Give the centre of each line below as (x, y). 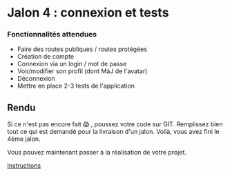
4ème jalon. (24, 139)
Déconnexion (36, 79)
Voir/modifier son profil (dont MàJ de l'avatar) (82, 71)
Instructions (24, 166)
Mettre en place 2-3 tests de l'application (76, 86)
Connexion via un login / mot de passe (72, 64)
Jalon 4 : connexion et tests (88, 13)
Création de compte (46, 57)
